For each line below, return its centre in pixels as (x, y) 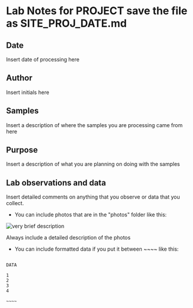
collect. (15, 203)
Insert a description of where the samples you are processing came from (94, 125)
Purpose (22, 150)
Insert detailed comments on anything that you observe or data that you (93, 197)
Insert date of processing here (43, 59)
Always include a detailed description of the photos (68, 238)
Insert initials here (28, 92)
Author (19, 78)
